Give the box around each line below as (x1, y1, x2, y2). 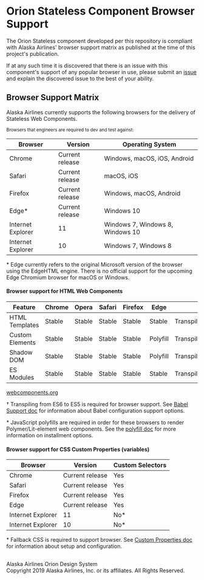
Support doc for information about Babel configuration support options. (6, 407, 185, 414)
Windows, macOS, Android (104, 189, 181, 197)
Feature (13, 302, 36, 311)
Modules (9, 373, 35, 381)
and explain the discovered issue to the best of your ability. (6, 75, 154, 82)
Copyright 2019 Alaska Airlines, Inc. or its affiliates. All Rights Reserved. (6, 567, 185, 574)
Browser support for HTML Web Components (6, 287, 123, 295)
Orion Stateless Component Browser (6, 4, 195, 18)
